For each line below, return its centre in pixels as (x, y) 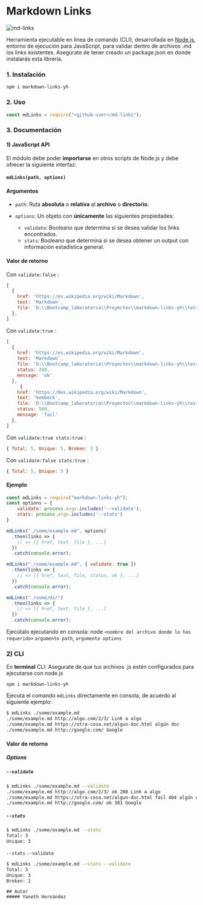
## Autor (17, 892)
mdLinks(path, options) (36, 178)
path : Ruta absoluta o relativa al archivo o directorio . (82, 204)
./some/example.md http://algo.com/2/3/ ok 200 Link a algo (84, 792)
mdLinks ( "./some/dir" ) (35, 597)
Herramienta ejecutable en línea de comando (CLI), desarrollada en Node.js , (101, 39)
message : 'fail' (38, 415)
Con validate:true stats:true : (46, 437)
